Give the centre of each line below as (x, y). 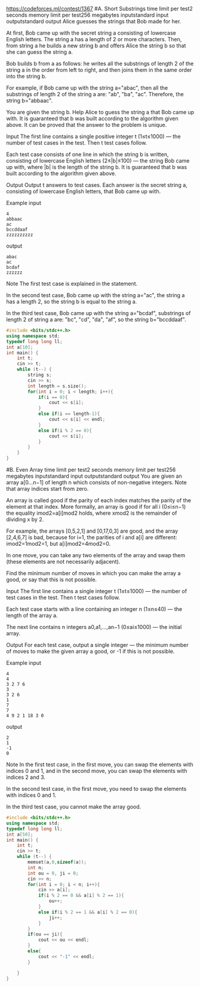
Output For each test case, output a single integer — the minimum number (98, 645)
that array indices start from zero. (47, 489)
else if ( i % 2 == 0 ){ (65, 430)
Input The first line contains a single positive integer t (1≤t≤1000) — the (93, 136)
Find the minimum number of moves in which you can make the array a (93, 573)
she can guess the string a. (40, 52)
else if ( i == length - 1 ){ (69, 414)
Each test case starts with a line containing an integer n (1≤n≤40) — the (94, 609)
